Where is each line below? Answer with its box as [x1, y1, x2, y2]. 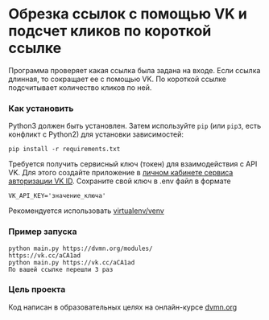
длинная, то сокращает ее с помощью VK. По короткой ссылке [8, 74, 227, 84]
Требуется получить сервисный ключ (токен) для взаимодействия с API [8, 159, 258, 169]
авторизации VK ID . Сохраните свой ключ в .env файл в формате [8, 176, 231, 186]
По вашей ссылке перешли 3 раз [8, 265, 114, 273]
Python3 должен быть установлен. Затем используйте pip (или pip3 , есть [8, 121, 262, 131]
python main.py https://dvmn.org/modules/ [8, 244, 153, 252]
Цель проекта [8, 284, 66, 295]
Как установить [8, 102, 74, 113]
